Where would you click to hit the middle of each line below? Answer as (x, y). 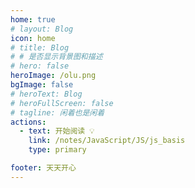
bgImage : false (42, 85)
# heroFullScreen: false (62, 103)
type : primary (57, 150)
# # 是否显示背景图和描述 (56, 57)
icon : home (33, 38)
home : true (33, 19)
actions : (28, 122)
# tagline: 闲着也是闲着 (57, 112)
